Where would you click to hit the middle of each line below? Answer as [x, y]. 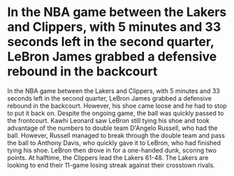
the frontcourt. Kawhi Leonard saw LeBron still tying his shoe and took [108, 120]
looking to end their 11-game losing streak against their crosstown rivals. [111, 165]
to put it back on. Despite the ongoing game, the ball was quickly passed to [116, 113]
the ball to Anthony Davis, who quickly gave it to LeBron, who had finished [114, 142]
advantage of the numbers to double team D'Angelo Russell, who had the [112, 128]
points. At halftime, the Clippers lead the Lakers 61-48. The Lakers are [108, 157]
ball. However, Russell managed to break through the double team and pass [116, 135]
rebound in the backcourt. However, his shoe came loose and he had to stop [117, 105]
